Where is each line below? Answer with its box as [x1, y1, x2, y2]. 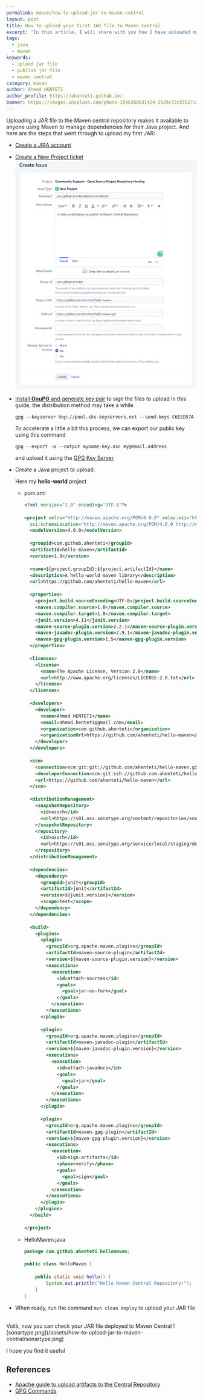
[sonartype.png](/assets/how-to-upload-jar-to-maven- [6, 1328, 143, 1336]
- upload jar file [11, 61, 59, 67]
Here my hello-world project [14, 477, 87, 485]
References [6, 1365, 51, 1375]
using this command [14, 431, 66, 438]
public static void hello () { [35, 1274, 111, 1280]
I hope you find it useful [6, 1347, 65, 1354]
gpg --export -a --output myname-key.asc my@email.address [14, 443, 167, 449]
